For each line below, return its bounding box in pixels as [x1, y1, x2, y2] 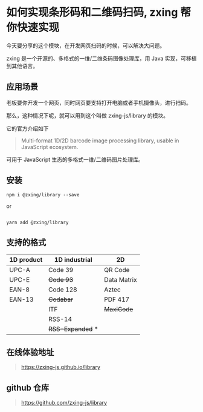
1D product [9, 256, 43, 264]
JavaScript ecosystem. [21, 143, 79, 150]
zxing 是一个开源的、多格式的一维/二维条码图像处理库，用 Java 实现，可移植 [6, 55, 197, 62]
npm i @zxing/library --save [6, 191, 80, 198]
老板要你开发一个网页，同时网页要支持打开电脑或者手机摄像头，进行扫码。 [6, 99, 192, 106]
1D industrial [54, 256, 92, 264]
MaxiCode [104, 305, 134, 314]
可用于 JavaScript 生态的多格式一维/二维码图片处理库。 [6, 156, 144, 163]
